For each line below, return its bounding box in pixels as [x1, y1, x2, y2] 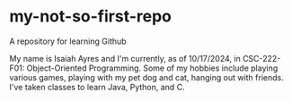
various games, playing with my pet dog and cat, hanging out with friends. [9, 72, 285, 82]
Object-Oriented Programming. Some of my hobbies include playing [26, 63, 279, 73]
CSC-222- [242, 53, 281, 63]
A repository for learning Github [9, 36, 128, 46]
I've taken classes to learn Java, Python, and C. [9, 81, 186, 92]
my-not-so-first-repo [9, 6, 173, 27]
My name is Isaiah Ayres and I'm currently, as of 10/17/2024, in [9, 53, 241, 63]
